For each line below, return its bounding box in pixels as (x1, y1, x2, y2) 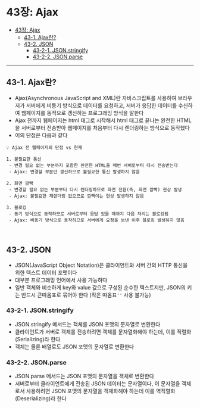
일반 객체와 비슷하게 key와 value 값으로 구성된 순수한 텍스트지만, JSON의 (14, 284, 186, 291)
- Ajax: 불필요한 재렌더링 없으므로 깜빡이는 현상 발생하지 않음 (8, 193, 144, 199)
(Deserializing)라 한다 (14, 395, 67, 402)
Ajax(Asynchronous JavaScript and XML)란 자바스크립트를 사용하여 (14, 94, 177, 101)
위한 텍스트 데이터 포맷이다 (14, 269, 77, 276)
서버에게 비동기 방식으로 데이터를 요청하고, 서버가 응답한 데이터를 (26, 102, 177, 109)
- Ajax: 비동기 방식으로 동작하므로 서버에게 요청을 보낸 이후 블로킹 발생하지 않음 (8, 217, 185, 223)
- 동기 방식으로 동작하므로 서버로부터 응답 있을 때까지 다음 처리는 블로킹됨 (8, 211, 168, 217)
